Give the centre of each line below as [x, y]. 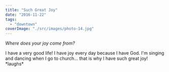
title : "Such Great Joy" [31, 10]
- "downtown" [24, 24]
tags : [11, 19]
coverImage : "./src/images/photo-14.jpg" [50, 29]
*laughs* [14, 64]
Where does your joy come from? [40, 43]
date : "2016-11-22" [26, 15]
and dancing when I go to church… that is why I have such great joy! [77, 58]
